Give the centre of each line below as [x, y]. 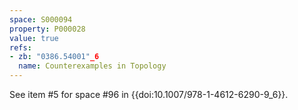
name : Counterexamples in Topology [92, 66]
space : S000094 [41, 19]
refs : [20, 47]
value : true [34, 38]
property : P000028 [47, 29]
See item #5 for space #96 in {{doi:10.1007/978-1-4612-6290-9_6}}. [149, 94]
